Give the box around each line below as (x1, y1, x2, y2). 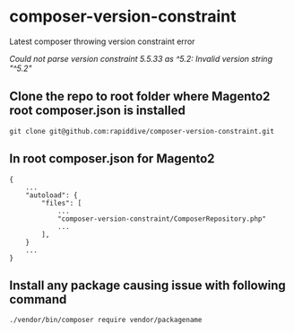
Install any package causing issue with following (9, 277, 287, 293)
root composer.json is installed (9, 103, 186, 118)
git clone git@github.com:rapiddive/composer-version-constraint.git (9, 127, 275, 136)
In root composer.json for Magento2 (9, 151, 215, 167)
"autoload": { (25, 190, 78, 199)
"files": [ (41, 198, 82, 207)
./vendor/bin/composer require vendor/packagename (9, 316, 203, 325)
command (9, 292, 67, 307)
